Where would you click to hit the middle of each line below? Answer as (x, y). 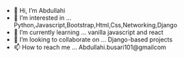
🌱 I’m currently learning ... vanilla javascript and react (89, 32)
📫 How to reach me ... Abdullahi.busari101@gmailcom (90, 47)
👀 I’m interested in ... (42, 18)
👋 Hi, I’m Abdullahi (39, 11)
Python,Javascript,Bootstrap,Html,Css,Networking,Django (95, 25)
